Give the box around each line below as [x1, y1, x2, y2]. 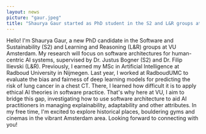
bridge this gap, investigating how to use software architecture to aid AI [6, 95, 187, 102]
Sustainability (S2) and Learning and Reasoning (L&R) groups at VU [6, 43, 177, 51]
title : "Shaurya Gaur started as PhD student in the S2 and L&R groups [6, 20, 193, 26]
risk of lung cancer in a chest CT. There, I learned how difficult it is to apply [6, 82, 197, 90]
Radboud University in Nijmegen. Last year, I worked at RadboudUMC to [6, 69, 189, 77]
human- [171, 50, 192, 57]
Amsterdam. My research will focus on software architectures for [6, 50, 170, 57]
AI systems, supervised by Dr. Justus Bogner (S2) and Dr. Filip [25, 56, 183, 64]
